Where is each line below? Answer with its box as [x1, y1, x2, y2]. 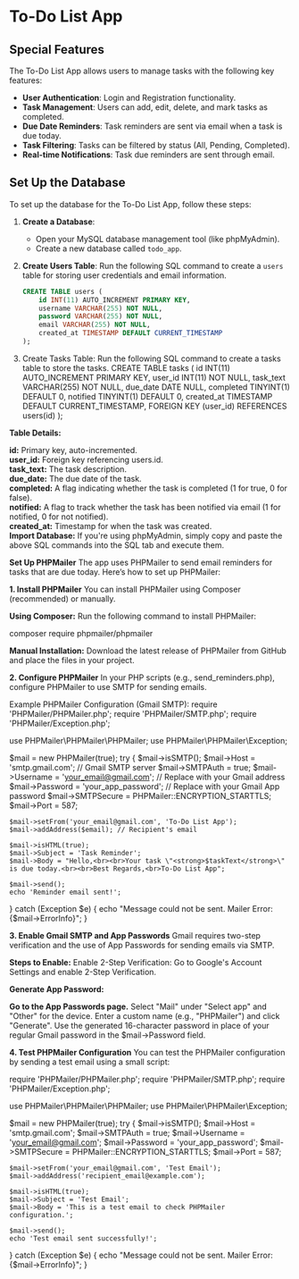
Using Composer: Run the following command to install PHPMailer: [9, 610, 257, 621]
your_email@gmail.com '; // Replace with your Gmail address [63, 771, 286, 782]
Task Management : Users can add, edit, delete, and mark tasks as [21, 102, 268, 113]
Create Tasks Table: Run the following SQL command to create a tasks [21, 353, 281, 364]
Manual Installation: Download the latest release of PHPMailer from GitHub [9, 645, 287, 656]
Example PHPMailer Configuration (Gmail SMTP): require [9, 699, 218, 710]
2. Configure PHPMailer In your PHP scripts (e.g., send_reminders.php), [9, 672, 275, 683]
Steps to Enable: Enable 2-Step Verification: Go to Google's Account [9, 956, 262, 967]
